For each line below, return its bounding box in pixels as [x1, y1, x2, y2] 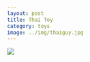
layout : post [7, 10, 44, 17]
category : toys [7, 22, 50, 29]
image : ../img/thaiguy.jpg [7, 29, 84, 36]
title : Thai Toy [7, 16, 53, 23]
